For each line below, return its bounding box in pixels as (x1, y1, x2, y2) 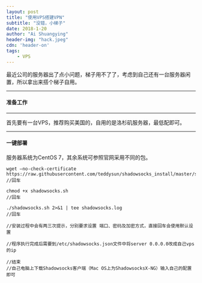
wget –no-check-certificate (6, 166, 77, 172)
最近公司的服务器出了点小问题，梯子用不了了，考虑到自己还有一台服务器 (6, 70, 185, 78)
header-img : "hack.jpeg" (6, 37, 69, 43)
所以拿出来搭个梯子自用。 (16, 78, 80, 85)
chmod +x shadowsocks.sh (6, 188, 69, 194)
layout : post (6, 8, 39, 15)
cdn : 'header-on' (6, 43, 50, 49)
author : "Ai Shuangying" (6, 31, 69, 37)
